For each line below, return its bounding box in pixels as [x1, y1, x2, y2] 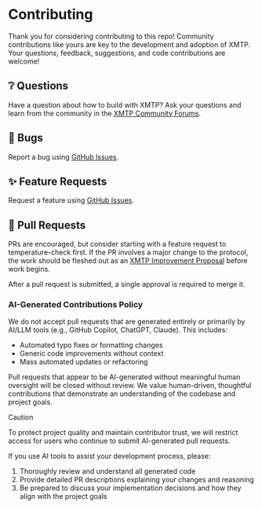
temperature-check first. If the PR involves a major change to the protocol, [8, 247, 249, 257]
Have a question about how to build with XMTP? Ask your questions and [8, 100, 242, 109]
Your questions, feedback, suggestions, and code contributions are [8, 48, 226, 57]
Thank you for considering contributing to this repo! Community [8, 31, 214, 41]
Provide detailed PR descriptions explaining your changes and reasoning [19, 475, 255, 485]
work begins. [8, 265, 51, 274]
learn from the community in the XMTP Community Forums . [8, 108, 202, 118]
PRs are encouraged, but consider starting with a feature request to [8, 240, 227, 249]
